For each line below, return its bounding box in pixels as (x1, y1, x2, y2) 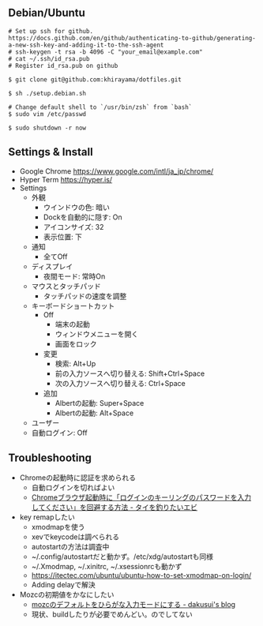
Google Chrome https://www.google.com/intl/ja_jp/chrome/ (19, 166, 214, 176)
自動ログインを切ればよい (31, 483, 115, 493)
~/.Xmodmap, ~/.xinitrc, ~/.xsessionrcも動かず (31, 562, 182, 572)
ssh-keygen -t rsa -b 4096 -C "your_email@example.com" (15, 47, 203, 56)
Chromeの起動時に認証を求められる (19, 473, 137, 482)
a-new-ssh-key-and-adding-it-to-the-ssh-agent (8, 41, 164, 49)
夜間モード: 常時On (43, 272, 106, 281)
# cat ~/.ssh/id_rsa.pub (8, 54, 90, 62)
